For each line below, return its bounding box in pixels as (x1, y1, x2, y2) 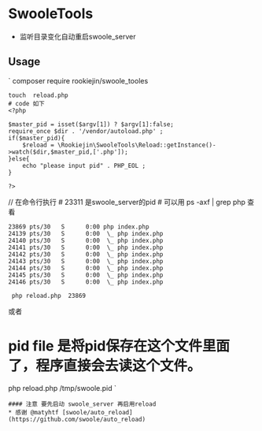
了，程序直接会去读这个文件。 (8, 356, 202, 374)
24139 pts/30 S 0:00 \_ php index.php (8, 229, 164, 237)
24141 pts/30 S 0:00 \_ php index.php (8, 243, 164, 251)
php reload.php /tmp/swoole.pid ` (8, 383, 116, 392)
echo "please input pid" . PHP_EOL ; (22, 162, 146, 169)
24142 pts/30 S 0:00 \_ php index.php (8, 250, 164, 258)
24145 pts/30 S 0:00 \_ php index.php (8, 271, 164, 279)
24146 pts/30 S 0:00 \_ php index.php (8, 277, 164, 286)
